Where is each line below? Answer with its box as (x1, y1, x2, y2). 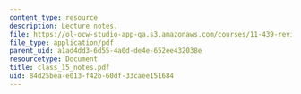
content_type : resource (9, 13, 99, 22)
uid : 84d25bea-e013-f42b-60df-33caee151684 (9, 72, 175, 81)
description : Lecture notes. (9, 21, 118, 30)
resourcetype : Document (9, 55, 99, 64)
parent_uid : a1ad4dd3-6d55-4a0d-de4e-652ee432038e (9, 47, 202, 56)
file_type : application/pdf (9, 38, 115, 47)
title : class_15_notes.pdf (9, 64, 110, 73)
